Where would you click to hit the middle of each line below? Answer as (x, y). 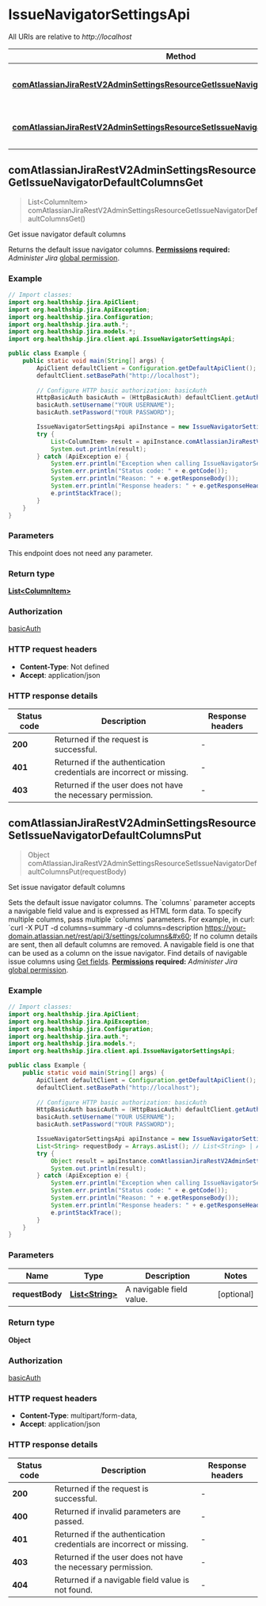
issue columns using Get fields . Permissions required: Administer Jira (123, 961)
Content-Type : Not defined (64, 666)
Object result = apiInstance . (100, 1161)
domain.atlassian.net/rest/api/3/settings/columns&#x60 (99, 936)
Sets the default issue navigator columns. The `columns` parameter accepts (132, 902)
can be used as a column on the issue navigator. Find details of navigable (128, 953)
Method (181, 56)
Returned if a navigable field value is (122, 1580)
